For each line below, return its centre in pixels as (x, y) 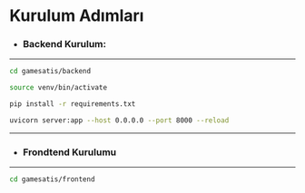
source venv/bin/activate (58, 88)
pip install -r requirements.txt (73, 104)
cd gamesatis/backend (50, 72)
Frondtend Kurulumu (69, 152)
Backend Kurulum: (64, 44)
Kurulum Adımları (77, 16)
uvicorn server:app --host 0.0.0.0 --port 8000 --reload (119, 121)
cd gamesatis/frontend (52, 179)
